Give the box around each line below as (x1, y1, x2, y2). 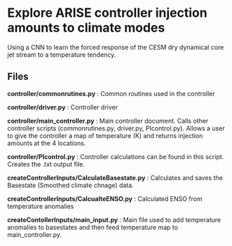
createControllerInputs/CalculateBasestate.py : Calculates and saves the (7, 173, 223, 182)
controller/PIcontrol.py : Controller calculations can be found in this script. (7, 152, 224, 160)
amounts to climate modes (7, 20, 165, 36)
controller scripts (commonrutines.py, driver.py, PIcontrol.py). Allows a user (7, 124, 226, 132)
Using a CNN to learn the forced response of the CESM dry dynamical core (7, 43, 224, 51)
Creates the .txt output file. (7, 160, 86, 168)
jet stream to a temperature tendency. (7, 50, 116, 59)
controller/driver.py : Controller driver (7, 103, 118, 111)
